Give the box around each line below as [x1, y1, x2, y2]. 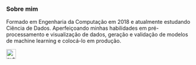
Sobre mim [6, 5, 39, 13]
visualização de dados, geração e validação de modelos [50, 31, 189, 38]
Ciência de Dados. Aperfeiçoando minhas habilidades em [6, 24, 147, 32]
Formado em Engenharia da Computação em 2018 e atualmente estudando [6, 18, 191, 26]
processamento [6, 31, 45, 38]
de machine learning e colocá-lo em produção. [6, 38, 122, 45]
